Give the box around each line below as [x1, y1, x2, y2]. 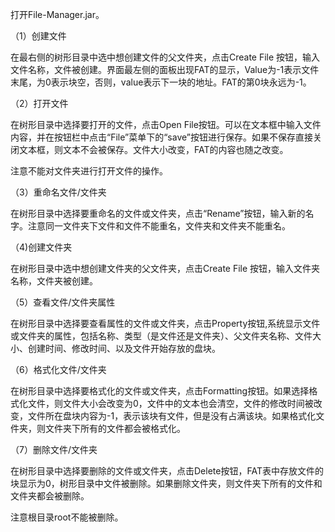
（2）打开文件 [10, 98, 69, 109]
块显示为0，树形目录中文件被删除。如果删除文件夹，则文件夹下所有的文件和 [10, 478, 323, 489]
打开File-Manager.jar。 [10, 9, 105, 20]
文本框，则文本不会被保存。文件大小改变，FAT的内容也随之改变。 [18, 144, 289, 155]
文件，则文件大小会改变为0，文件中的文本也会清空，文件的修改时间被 [27, 398, 314, 409]
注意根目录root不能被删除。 [10, 511, 124, 523]
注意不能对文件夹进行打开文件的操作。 [10, 165, 168, 177]
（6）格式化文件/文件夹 [10, 364, 107, 375]
